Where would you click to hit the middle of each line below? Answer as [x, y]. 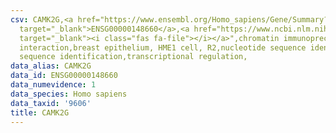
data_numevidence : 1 [53, 85]
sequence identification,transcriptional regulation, [133, 57]
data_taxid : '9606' [51, 103]
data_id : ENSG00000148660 [64, 76]
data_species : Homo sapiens [69, 94]
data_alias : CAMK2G [51, 66]
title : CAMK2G [40, 112]
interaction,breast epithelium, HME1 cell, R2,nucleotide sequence [163, 47]
